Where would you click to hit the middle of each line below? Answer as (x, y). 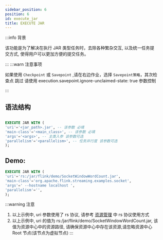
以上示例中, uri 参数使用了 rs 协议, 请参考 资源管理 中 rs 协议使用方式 (81, 215)
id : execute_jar (21, 18)
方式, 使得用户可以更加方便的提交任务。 (49, 54)
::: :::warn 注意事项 (24, 64)
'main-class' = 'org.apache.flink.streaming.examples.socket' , (68, 181)
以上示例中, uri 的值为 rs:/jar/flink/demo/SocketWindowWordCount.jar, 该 (85, 221)
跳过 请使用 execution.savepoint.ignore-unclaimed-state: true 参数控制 (85, 81)
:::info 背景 (16, 37)
